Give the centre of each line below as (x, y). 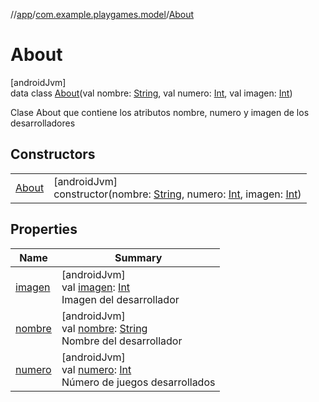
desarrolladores (43, 123)
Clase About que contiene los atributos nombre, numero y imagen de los (160, 112)
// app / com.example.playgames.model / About (102, 14)
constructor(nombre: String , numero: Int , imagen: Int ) (177, 194)
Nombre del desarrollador (122, 341)
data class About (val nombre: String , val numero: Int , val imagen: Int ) (151, 93)
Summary (138, 257)
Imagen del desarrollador (120, 299)
